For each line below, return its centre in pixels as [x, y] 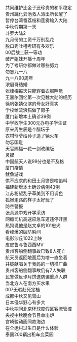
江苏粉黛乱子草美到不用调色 [34, 193]
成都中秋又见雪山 [23, 296]
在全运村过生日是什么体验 [32, 328]
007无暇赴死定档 [23, 289]
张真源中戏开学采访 [25, 213]
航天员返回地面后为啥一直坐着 [36, 257]
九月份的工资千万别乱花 [30, 39]
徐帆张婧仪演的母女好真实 [32, 104]
